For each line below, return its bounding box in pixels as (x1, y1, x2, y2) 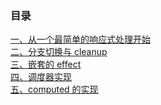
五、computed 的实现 (10, 83, 99, 96)
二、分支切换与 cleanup (10, 46, 108, 58)
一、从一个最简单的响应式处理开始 (10, 33, 151, 46)
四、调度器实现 (10, 71, 72, 83)
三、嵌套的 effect (10, 58, 82, 71)
